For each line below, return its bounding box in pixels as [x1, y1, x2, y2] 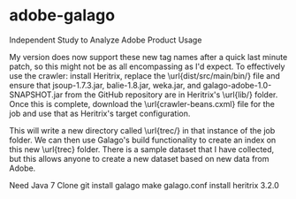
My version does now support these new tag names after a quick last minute [9, 51, 288, 62]
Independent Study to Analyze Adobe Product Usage [9, 34, 202, 45]
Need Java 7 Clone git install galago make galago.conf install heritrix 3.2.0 [9, 180, 280, 190]
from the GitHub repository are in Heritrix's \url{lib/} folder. [65, 89, 278, 100]
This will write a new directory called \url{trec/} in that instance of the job [9, 125, 276, 135]
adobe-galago [9, 5, 116, 26]
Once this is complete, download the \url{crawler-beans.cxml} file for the [9, 98, 276, 109]
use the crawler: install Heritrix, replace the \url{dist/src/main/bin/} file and [9, 70, 281, 80]
